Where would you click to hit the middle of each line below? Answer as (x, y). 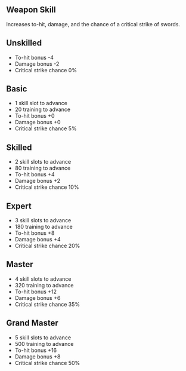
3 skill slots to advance (43, 220)
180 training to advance (44, 227)
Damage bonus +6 (38, 298)
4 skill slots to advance (43, 279)
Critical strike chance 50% (47, 363)
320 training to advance (44, 285)
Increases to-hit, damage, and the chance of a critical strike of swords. (93, 24)
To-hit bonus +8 (35, 233)
